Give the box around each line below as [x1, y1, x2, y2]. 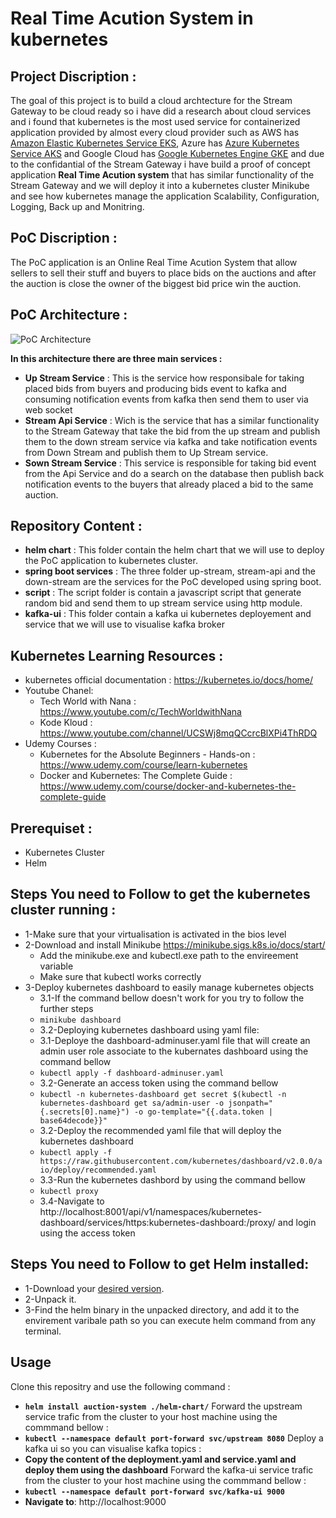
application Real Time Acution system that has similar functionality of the [10, 169, 315, 181]
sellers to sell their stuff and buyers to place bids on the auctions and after [10, 267, 317, 279]
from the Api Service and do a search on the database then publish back [24, 467, 325, 479]
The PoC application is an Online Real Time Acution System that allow [10, 256, 298, 268]
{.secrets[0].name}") [39, 1107, 130, 1117]
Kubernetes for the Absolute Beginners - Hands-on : [39, 748, 256, 761]
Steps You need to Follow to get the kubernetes [10, 886, 311, 903]
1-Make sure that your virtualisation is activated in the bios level [24, 928, 287, 940]
